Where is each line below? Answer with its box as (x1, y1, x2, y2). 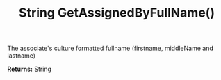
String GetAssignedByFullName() (18, 5, 215, 21)
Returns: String (7, 65, 52, 74)
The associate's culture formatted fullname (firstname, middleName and (7, 44, 213, 53)
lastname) (7, 51, 36, 60)
